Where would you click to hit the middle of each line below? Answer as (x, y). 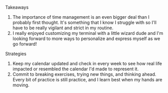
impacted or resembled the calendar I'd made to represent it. (75, 69)
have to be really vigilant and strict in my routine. (63, 28)
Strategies (16, 54)
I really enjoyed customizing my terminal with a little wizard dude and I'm (88, 33)
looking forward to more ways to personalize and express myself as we (86, 38)
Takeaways (17, 7)
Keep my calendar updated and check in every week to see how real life (87, 63)
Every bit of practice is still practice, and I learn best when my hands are (87, 80)
